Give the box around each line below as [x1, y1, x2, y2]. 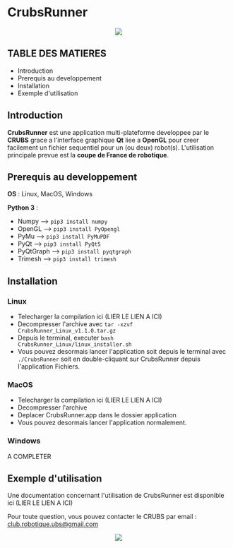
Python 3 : [7, 203, 39, 212]
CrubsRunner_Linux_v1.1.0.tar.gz [17, 328, 116, 335]
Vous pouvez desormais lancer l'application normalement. [17, 418, 187, 427]
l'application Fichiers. [17, 362, 80, 371]
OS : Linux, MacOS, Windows [7, 190, 93, 198]
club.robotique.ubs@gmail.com [7, 520, 99, 528]
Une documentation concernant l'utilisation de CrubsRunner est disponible [7, 492, 225, 500]
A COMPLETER [7, 452, 52, 460]
